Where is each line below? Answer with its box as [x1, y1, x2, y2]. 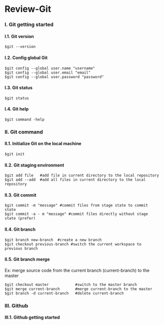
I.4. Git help [4, 106, 29, 112]
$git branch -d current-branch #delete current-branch [4, 290, 124, 296]
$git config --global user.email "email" [4, 70, 91, 75]
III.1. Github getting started [4, 315, 60, 321]
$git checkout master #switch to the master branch [4, 282, 137, 287]
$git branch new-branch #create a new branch [4, 237, 102, 243]
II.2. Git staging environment [4, 162, 65, 168]
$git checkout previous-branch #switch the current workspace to [4, 242, 141, 246]
